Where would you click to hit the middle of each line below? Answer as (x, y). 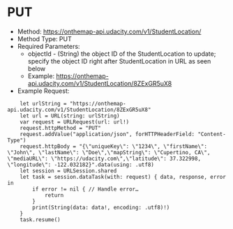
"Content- (212, 134)
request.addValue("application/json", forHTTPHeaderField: (107, 134)
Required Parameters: (48, 46)
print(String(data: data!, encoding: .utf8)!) (101, 207)
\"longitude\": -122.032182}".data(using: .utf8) (81, 165)
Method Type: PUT (44, 38)
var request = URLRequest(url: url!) (75, 122)
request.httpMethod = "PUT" (60, 128)
